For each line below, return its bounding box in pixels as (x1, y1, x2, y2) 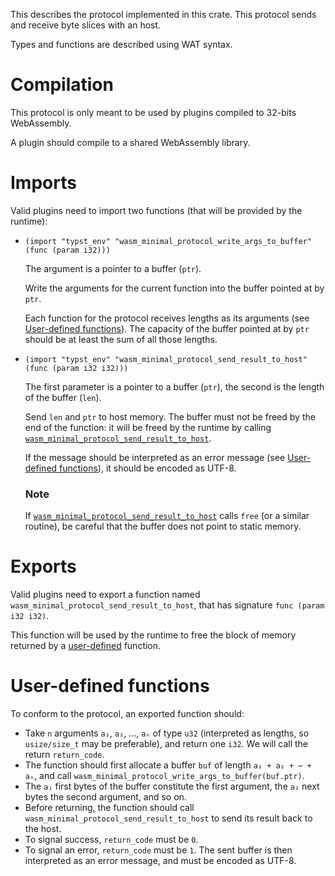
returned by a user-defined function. (10, 640, 162, 652)
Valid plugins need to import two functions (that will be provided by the (10, 204, 303, 216)
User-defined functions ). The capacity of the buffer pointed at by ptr (24, 322, 310, 334)
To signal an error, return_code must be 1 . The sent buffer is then (24, 844, 293, 856)
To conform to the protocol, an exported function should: (10, 708, 245, 720)
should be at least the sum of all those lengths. (24, 333, 218, 345)
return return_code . (24, 749, 105, 761)
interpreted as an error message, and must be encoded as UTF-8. (24, 855, 297, 867)
